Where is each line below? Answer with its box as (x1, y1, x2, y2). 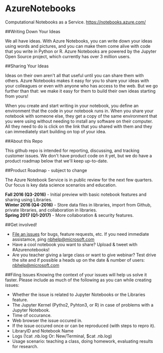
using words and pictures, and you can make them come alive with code (5, 43, 151, 49)
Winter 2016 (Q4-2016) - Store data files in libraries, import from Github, (5, 202, 152, 208)
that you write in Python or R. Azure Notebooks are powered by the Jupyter (5, 48, 157, 54)
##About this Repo (5, 138, 43, 144)
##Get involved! (5, 222, 38, 228)
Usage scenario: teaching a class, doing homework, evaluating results (12, 338, 153, 344)
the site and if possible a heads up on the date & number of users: (12, 257, 145, 263)
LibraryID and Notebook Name (12, 328, 74, 333)
